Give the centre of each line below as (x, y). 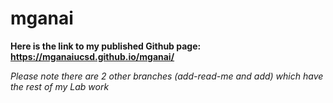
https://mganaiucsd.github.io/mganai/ (92, 56)
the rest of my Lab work (60, 86)
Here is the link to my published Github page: (106, 46)
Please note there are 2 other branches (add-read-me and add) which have (167, 76)
